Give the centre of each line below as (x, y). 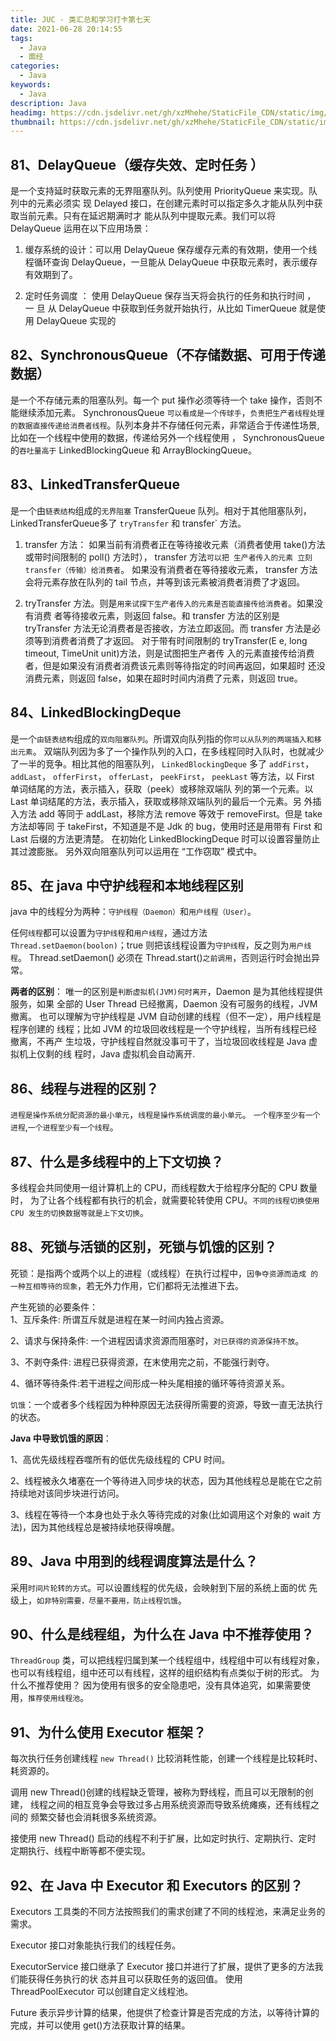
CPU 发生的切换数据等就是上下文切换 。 (79, 1212)
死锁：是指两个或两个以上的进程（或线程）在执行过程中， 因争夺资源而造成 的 (164, 1273)
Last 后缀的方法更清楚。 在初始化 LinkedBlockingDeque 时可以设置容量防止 (165, 838)
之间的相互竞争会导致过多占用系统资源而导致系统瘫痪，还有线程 (179, 1805)
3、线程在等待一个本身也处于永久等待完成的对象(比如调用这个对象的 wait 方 (166, 1514)
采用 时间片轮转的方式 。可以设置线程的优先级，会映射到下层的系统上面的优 (158, 1587)
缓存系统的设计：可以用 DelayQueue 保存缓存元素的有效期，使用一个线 (171, 250)
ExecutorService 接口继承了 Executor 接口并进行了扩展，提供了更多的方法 (162, 1966)
